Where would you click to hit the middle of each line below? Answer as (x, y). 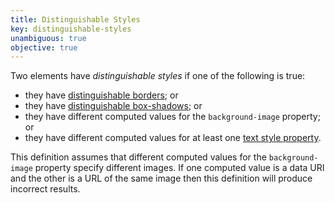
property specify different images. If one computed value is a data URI (179, 168)
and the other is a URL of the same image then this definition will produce (161, 178)
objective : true (44, 47)
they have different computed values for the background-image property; (172, 117)
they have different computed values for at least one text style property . (173, 138)
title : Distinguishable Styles (75, 19)
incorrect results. (45, 189)
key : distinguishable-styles (71, 29)
